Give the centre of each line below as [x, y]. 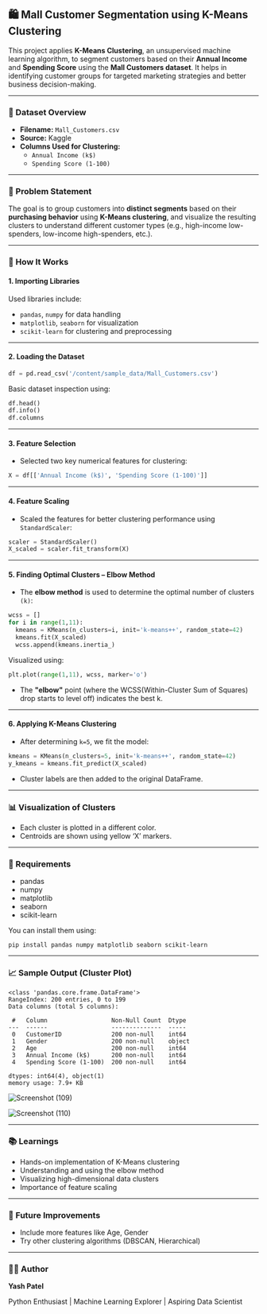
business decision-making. [52, 84]
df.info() [25, 411]
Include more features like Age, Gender [84, 1233]
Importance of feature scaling [68, 1187]
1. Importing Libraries [44, 281]
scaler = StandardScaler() [53, 542]
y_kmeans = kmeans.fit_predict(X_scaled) [78, 763]
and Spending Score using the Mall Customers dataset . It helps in [118, 67]
